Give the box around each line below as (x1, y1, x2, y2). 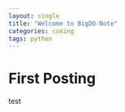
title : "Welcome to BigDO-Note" (8, 19, 118, 28)
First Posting (8, 70, 96, 88)
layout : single (8, 11, 60, 20)
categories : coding (8, 27, 75, 35)
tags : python (8, 34, 53, 43)
